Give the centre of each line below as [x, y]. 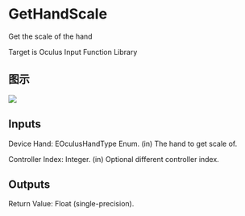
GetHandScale [58, 14]
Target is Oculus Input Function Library [73, 52]
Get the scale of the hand [50, 36]
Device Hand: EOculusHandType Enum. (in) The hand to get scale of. [123, 143]
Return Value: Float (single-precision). [71, 204]
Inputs [25, 125]
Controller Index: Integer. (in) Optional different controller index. [114, 159]
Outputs [29, 184]
